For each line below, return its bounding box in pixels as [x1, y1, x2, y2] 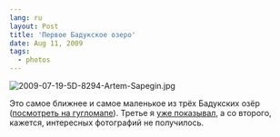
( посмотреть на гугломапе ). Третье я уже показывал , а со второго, [9, 108, 272, 118]
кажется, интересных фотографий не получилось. [9, 117, 205, 128]
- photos [17, 55, 51, 64]
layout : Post [9, 22, 59, 31]
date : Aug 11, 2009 [9, 38, 84, 48]
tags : [9, 47, 30, 56]
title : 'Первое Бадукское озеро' [9, 30, 136, 39]
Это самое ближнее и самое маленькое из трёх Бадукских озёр [9, 98, 261, 109]
